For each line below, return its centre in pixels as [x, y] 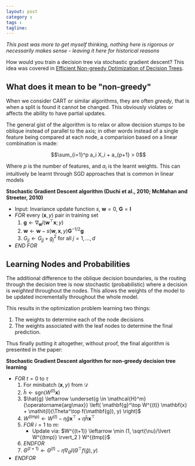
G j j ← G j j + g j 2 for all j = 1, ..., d [59, 238]
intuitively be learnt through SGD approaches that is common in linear [90, 174]
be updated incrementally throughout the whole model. [72, 297]
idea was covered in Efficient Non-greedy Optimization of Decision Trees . [95, 69]
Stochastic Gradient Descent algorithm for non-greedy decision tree [91, 361]
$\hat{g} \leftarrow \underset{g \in [65, 399]
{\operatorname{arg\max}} [56, 404]
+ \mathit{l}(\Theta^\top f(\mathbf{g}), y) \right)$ [82, 411]
